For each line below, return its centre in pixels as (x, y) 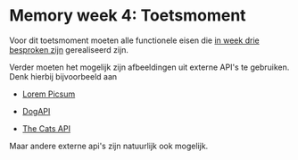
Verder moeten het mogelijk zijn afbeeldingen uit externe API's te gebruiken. (149, 67)
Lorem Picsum (49, 94)
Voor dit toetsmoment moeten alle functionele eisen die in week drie (135, 40)
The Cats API (46, 128)
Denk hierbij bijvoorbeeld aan (63, 76)
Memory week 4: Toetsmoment (128, 16)
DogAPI (36, 111)
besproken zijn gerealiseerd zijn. (69, 49)
